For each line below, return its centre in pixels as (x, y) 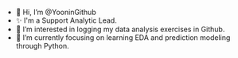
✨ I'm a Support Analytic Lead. (66, 20)
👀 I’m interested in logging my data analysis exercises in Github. (120, 29)
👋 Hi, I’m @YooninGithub (56, 12)
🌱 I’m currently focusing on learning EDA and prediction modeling (123, 38)
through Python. (42, 46)
